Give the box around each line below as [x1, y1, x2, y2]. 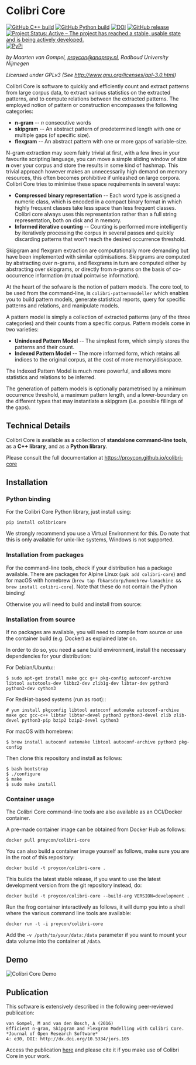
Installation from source [6, 615, 76, 624]
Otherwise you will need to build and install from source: [6, 601, 142, 608]
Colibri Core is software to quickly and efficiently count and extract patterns [6, 82, 189, 89]
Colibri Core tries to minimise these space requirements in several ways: [6, 180, 180, 187]
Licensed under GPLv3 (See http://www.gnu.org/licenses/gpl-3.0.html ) [6, 71, 177, 78]
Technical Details [6, 421, 71, 431]
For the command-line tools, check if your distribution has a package [6, 564, 173, 571]
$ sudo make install [6, 782, 57, 788]
